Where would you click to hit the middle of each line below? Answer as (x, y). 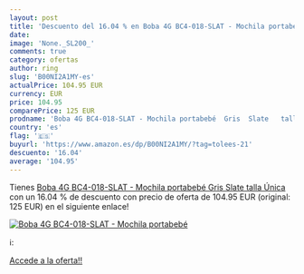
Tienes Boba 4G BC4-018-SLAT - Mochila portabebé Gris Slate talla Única (147, 187)
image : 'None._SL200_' (52, 43)
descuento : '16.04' (46, 152)
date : (19, 34)
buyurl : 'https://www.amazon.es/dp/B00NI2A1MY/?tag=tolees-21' (131, 144)
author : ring (34, 69)
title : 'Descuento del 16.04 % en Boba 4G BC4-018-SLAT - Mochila (137, 26)
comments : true (38, 52)
